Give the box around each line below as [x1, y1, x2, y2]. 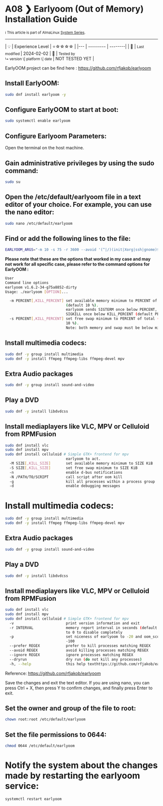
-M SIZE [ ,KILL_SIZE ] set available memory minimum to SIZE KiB [9, 461, 153, 466]
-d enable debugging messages [9, 484, 120, 488]
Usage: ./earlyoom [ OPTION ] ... [5, 289, 68, 294]
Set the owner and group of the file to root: [5, 704, 136, 712]
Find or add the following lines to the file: [5, 234, 131, 243]
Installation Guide [5, 14, 78, 25]
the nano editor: [5, 208, 54, 216]
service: [5, 781, 39, 791]
